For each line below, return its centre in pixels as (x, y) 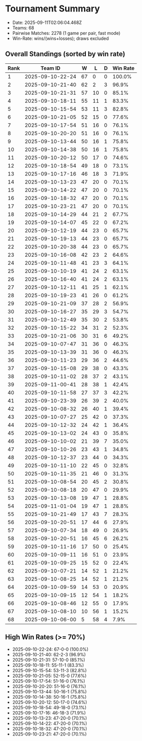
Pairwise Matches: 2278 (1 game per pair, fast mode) (66, 33)
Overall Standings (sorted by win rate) (65, 54)
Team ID (50, 68)
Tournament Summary (53, 9)
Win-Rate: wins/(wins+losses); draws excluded (61, 38)
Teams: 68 (23, 27)
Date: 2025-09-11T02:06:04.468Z (47, 22)
